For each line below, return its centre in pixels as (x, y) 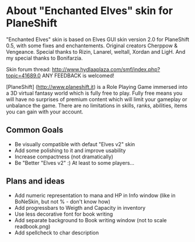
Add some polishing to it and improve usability (70, 150)
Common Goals (35, 130)
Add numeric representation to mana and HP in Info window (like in (95, 195)
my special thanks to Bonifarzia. (44, 58)
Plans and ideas (36, 181)
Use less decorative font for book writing (64, 214)
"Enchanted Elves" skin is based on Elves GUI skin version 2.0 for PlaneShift (98, 39)
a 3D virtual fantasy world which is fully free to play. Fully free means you (94, 93)
